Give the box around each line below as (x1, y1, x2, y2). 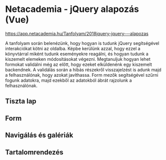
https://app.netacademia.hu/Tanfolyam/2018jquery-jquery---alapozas (5, 30, 149, 36)
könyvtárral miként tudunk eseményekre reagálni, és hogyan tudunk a (5, 51, 149, 57)
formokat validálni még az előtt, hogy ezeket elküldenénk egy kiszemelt (5, 61, 152, 67)
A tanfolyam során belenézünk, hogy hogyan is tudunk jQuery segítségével (5, 40, 160, 46)
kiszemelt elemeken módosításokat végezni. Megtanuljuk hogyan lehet (5, 56, 151, 62)
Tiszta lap (5, 97, 36, 106)
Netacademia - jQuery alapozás (5, 3, 139, 15)
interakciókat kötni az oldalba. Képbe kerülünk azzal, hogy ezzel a (5, 45, 141, 51)
